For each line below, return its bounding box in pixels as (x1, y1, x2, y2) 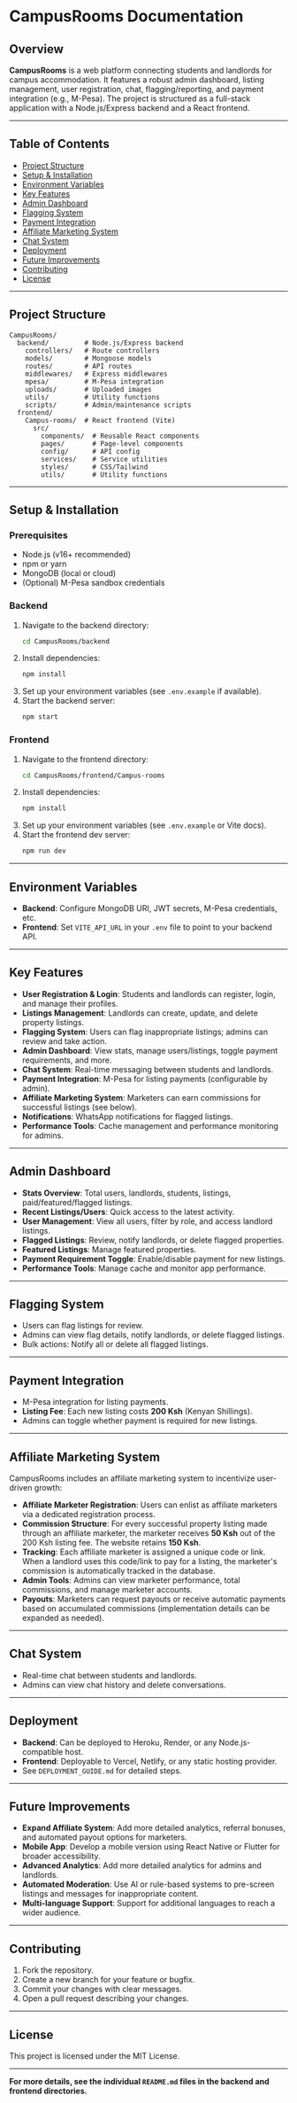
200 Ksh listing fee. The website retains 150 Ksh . (21, 1538, 202, 1548)
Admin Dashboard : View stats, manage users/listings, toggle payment (21, 1045, 278, 1055)
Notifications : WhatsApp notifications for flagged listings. (21, 1110, 233, 1122)
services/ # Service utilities (41, 455, 168, 463)
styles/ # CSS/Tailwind (41, 463, 148, 471)
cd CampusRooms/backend (21, 636, 110, 646)
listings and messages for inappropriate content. (21, 1889, 199, 1899)
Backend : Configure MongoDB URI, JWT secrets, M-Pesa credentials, (21, 902, 278, 914)
